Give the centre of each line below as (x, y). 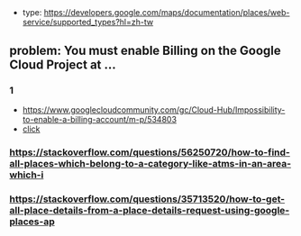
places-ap (32, 222)
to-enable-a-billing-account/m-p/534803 (100, 120)
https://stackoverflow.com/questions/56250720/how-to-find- (150, 152)
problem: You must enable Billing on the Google (145, 50)
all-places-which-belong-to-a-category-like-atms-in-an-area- (150, 163)
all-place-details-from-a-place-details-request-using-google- (150, 210)
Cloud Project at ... (63, 64)
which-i (27, 175)
